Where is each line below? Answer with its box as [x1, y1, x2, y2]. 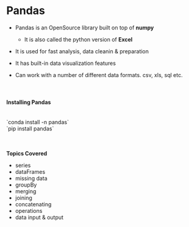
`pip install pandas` [6, 125, 54, 132]
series [15, 162, 31, 169]
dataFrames [15, 168, 46, 176]
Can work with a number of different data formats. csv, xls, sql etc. [15, 71, 183, 78]
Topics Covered [6, 150, 48, 157]
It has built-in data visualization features [15, 59, 116, 67]
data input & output [15, 214, 64, 221]
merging [15, 188, 37, 195]
